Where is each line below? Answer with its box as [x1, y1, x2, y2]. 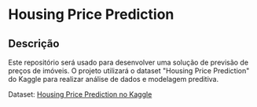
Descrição [8, 37, 60, 50]
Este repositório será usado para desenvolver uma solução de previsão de [8, 57, 249, 67]
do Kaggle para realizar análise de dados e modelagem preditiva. [8, 75, 219, 83]
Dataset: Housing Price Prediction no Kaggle [8, 90, 152, 99]
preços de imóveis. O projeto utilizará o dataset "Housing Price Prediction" [8, 66, 250, 76]
